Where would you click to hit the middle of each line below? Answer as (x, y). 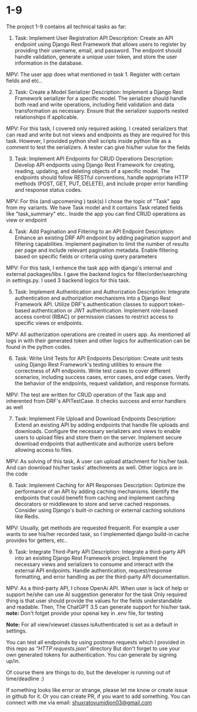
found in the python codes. (39, 347)
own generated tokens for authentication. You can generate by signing (91, 654)
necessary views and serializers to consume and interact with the (94, 564)
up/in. (13, 661)
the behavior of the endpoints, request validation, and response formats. (102, 383)
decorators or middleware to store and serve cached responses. (92, 504)
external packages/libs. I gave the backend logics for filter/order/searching (97, 274)
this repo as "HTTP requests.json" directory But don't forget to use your (93, 648)
